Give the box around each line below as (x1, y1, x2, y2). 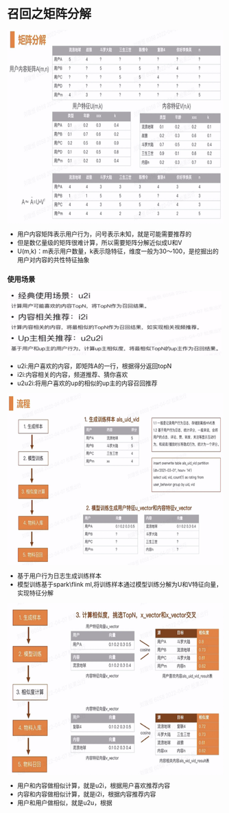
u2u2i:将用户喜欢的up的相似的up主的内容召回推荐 (16, 379, 158, 387)
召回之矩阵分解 (7, 6, 92, 22)
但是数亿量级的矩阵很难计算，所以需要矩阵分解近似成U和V (16, 238, 182, 246)
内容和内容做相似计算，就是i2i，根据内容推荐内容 (16, 790, 156, 799)
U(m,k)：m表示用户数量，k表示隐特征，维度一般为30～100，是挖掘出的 (16, 247, 219, 255)
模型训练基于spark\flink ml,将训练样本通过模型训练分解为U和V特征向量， (16, 581, 223, 589)
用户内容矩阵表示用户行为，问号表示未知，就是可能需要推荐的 (16, 230, 192, 238)
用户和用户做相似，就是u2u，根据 (16, 799, 112, 807)
